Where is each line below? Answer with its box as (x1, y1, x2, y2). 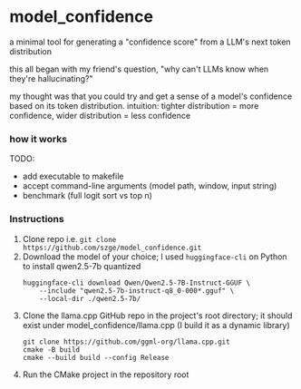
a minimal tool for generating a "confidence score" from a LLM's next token (9, 36, 292, 47)
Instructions (9, 213, 65, 226)
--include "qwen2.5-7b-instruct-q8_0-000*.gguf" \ (39, 286, 235, 296)
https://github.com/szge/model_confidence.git (22, 243, 202, 252)
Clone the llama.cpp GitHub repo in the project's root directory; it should (22, 310, 293, 321)
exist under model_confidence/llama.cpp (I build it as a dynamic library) (22, 319, 290, 330)
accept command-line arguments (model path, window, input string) (22, 180, 277, 191)
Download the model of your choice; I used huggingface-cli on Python (22, 251, 287, 262)
